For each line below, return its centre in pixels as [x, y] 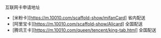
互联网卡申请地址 [23, 7]
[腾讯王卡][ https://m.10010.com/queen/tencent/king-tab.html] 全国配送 [84, 30]
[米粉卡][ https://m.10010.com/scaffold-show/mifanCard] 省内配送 [79, 18]
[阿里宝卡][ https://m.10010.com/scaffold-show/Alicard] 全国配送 [77, 24]
